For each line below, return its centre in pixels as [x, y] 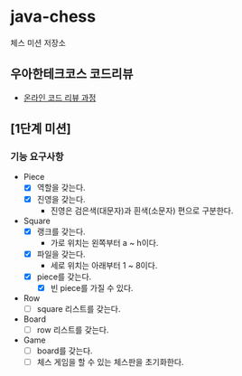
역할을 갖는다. [61, 188]
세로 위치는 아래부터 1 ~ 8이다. [104, 265]
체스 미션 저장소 [38, 42]
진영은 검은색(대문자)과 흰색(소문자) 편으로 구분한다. [142, 211]
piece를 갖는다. [64, 277]
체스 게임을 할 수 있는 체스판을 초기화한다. [110, 362]
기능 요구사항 [37, 157]
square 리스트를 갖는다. [79, 308]
